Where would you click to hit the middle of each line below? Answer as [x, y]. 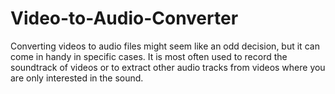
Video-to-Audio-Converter [124, 18]
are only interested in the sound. [77, 78]
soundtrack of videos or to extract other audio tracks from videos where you [168, 67]
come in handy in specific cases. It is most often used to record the [149, 56]
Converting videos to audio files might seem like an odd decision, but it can [165, 46]
